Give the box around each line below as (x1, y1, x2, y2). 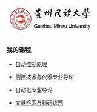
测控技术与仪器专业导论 (15, 73, 74, 81)
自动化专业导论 (15, 87, 53, 94)
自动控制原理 (15, 61, 47, 68)
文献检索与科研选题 (15, 99, 64, 107)
